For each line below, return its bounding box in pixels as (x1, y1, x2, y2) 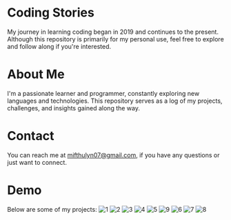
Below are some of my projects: (7, 205, 98, 213)
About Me (7, 67, 65, 82)
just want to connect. (7, 158, 68, 166)
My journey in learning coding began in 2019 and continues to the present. (7, 28, 219, 36)
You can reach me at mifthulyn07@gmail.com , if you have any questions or (7, 150, 220, 159)
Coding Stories (7, 5, 94, 21)
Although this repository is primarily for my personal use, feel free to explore (7, 34, 224, 43)
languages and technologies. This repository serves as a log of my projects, (7, 97, 223, 105)
